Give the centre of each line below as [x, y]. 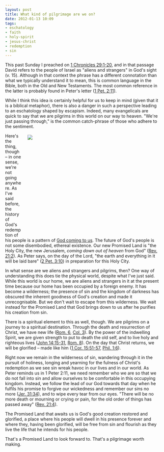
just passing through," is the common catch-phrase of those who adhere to [81, 121]
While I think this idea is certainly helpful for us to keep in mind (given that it [82, 100]
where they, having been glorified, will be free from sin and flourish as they [81, 424]
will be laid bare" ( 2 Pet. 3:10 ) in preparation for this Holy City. [68, 261]
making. [13, 444]
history [12, 214]
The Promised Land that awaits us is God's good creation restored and [77, 414]
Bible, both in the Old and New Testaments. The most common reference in [81, 85]
